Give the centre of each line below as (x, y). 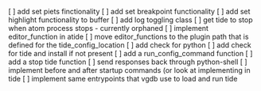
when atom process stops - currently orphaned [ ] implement (109, 28)
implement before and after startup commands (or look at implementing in (129, 70)
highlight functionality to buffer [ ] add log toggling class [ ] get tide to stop (130, 20)
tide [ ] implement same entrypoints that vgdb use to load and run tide (123, 79)
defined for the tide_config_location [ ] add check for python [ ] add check (130, 45)
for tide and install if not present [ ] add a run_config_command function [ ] (130, 53)
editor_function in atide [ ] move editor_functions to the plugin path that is (129, 36)
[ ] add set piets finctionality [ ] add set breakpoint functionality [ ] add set (129, 11)
